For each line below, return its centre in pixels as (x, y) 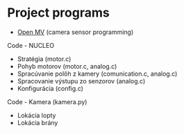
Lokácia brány (37, 122)
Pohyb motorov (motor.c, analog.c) (67, 66)
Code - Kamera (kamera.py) (47, 101)
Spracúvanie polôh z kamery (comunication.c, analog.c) (97, 74)
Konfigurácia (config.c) (50, 88)
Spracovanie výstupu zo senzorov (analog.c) (81, 81)
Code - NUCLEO (31, 45)
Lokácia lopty (36, 115)
